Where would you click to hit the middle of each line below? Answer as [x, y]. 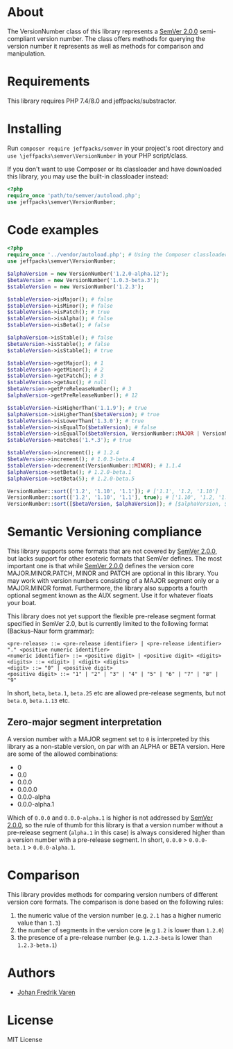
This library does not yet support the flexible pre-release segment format [112, 616]
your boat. [22, 603]
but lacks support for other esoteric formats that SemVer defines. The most [115, 559]
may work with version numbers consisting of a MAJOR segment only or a [113, 581]
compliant [21, 38]
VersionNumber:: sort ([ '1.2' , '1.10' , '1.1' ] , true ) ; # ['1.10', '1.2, [111, 497]
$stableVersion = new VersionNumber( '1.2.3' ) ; [76, 287]
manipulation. [27, 53]
